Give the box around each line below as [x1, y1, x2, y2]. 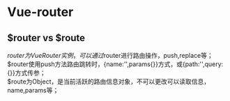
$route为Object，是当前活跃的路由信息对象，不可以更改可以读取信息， [7, 77, 210, 86]
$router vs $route [7, 32, 86, 44]
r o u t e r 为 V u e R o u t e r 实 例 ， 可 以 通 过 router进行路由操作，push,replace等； [7, 52, 214, 59]
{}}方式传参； [7, 69, 46, 77]
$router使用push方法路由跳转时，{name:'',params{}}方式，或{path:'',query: [7, 60, 224, 68]
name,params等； [7, 86, 59, 94]
